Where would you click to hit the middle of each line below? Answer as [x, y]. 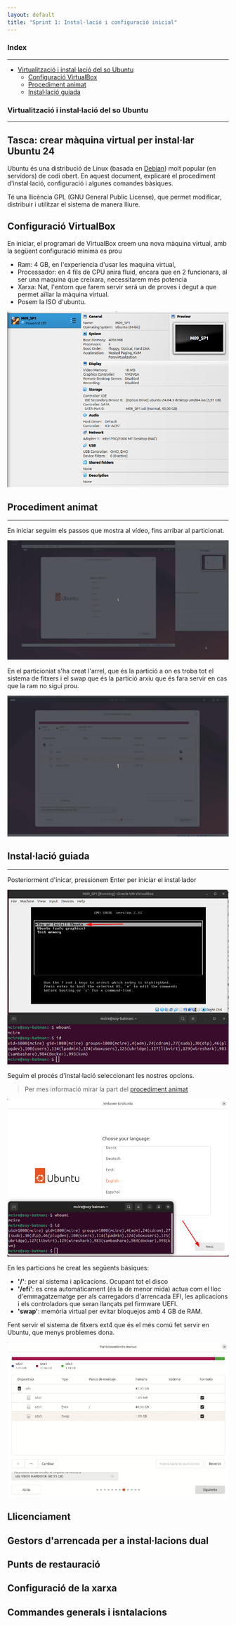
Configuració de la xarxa [62, 1588]
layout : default [31, 15]
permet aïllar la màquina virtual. [63, 294]
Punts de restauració [54, 1565]
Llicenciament [39, 1517]
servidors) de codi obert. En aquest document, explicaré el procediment [111, 176]
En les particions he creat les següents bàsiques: [78, 1268]
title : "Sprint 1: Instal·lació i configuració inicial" [92, 22]
